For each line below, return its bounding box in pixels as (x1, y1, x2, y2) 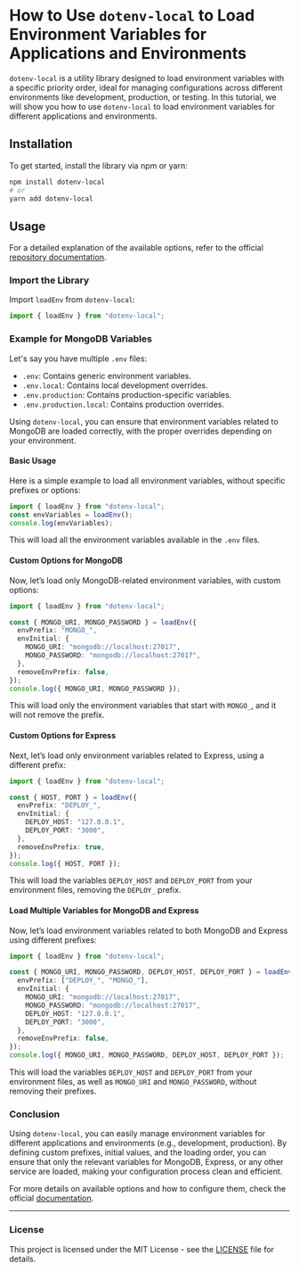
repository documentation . (9, 252, 107, 263)
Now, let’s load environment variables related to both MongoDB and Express (9, 925, 288, 936)
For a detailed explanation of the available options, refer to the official (9, 243, 264, 253)
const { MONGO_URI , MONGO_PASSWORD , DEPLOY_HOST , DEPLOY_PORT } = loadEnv (9, 968, 293, 977)
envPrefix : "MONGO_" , (17, 626, 98, 635)
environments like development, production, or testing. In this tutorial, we (9, 91, 278, 103)
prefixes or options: (9, 484, 81, 495)
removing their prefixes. (9, 1085, 97, 1097)
